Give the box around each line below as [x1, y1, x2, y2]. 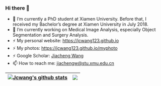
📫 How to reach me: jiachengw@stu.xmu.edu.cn [12, 60, 115, 66]
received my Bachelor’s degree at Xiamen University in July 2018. [12, 21, 148, 27]
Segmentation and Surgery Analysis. [12, 32, 89, 38]
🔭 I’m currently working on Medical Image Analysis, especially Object [12, 27, 156, 33]
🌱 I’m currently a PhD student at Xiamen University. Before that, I [12, 16, 147, 22]
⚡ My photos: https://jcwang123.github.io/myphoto [12, 45, 118, 51]
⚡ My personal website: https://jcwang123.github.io [12, 38, 119, 44]
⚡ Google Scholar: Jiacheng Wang [12, 53, 84, 59]
